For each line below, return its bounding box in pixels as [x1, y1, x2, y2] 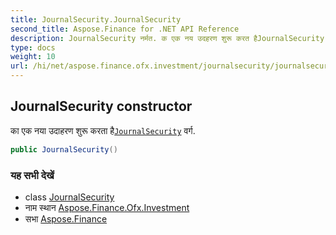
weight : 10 [10, 52, 56, 62]
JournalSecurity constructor [10, 98, 193, 115]
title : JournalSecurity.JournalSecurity [10, 14, 182, 25]
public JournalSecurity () [10, 144, 118, 155]
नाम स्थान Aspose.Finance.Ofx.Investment [24, 201, 190, 213]
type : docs [10, 42, 56, 53]
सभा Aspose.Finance [24, 212, 108, 225]
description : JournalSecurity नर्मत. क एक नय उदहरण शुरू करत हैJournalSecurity [10, 33, 325, 43]
